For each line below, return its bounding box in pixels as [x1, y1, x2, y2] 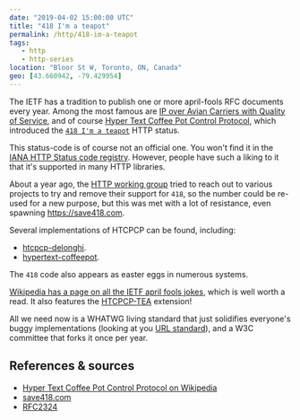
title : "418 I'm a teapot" [9, 22, 110, 31]
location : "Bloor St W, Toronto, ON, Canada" [9, 64, 182, 73]
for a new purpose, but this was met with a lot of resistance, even [30, 197, 271, 208]
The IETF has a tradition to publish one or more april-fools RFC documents [9, 96, 284, 107]
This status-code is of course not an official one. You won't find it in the [9, 142, 274, 153]
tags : [9, 38, 30, 48]
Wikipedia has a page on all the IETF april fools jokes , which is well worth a [9, 286, 286, 297]
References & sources [9, 358, 135, 373]
